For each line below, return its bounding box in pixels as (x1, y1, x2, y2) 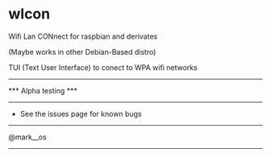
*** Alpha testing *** (8, 85, 78, 95)
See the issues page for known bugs (19, 109, 143, 118)
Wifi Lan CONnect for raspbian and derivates (8, 31, 158, 41)
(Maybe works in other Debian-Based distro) (8, 47, 156, 56)
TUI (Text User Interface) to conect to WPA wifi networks (8, 62, 198, 72)
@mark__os (8, 132, 47, 142)
